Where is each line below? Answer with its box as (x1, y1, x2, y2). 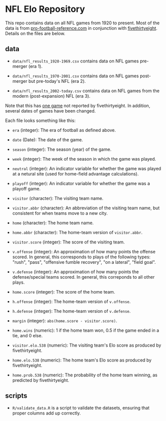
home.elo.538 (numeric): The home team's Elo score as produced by (12, 357, 152, 363)
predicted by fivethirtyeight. (12, 377, 69, 383)
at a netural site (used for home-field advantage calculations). (12, 171, 139, 177)
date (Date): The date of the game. (12, 136, 83, 142)
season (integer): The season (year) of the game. (12, 146, 111, 152)
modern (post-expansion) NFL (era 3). (12, 93, 91, 99)
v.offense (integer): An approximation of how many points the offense (12, 248, 156, 254)
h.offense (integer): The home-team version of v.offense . (12, 299, 131, 304)
